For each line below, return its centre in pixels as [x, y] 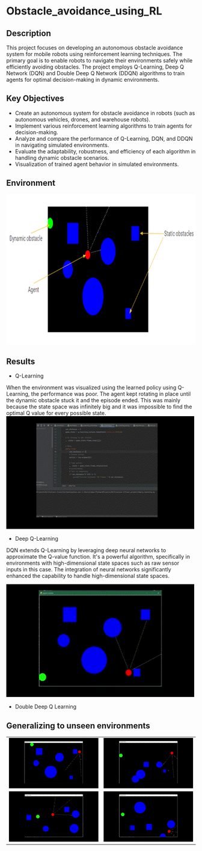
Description [29, 33]
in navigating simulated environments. [62, 145]
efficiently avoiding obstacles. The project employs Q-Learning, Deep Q [95, 67]
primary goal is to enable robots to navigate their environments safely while [99, 60]
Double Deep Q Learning [46, 707]
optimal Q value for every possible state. [56, 413]
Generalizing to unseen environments [78, 726]
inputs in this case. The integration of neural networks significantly [89, 570]
